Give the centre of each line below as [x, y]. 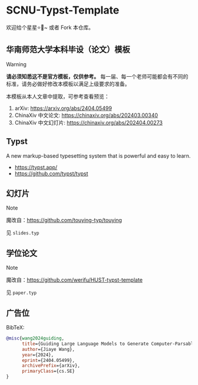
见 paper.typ [22, 292]
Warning [16, 64]
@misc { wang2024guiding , [35, 338]
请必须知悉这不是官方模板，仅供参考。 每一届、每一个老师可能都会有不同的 [97, 76]
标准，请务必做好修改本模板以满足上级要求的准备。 [68, 84]
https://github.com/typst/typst [51, 173]
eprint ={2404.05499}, [48, 360]
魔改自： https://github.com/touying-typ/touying [64, 220]
